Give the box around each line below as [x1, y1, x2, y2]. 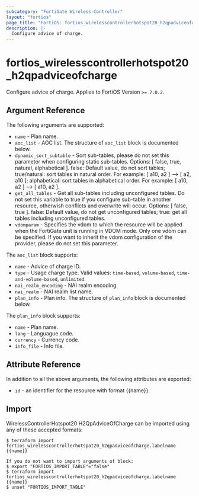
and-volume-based [14, 276, 58, 282]
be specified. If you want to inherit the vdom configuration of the [14, 233, 173, 241]
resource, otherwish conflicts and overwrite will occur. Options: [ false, [14, 202, 188, 209]
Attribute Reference [6, 360, 81, 370]
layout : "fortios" [6, 14, 52, 20]
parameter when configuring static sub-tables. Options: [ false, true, [14, 158, 182, 165]
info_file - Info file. [14, 342, 64, 350]
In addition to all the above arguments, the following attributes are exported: [6, 375, 191, 382]
